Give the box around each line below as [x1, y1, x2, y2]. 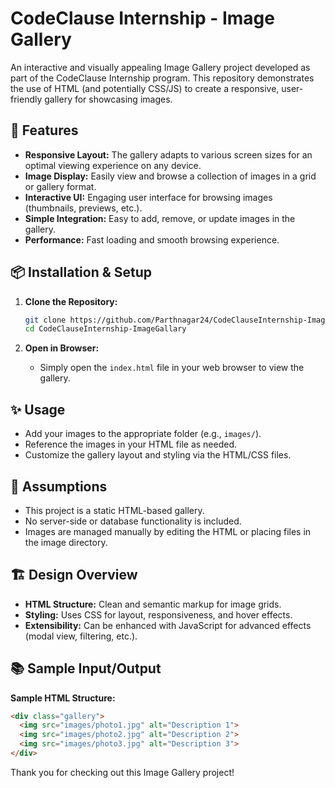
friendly [10, 93, 43, 105]
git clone [24, 315, 67, 325]
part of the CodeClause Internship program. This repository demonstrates [10, 72, 315, 84]
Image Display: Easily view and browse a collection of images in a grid [24, 170, 317, 182]
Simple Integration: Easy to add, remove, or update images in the [24, 212, 296, 224]
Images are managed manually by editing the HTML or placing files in [24, 525, 312, 537]
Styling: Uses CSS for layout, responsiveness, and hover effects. [24, 608, 293, 621]
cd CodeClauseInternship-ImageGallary [24, 324, 187, 334]
